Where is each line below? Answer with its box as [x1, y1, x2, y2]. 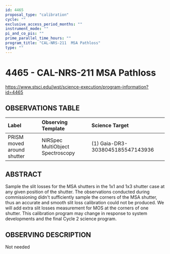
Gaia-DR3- [100, 140, 128, 147]
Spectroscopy [41, 150, 75, 157]
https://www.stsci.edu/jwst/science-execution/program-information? [5, 84, 149, 90]
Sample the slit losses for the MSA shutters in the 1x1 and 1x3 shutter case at [5, 184, 165, 190]
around [8, 147, 25, 154]
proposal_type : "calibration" [5, 12, 69, 17]
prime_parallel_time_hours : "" [5, 36, 71, 41]
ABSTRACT [5, 170, 42, 178]
